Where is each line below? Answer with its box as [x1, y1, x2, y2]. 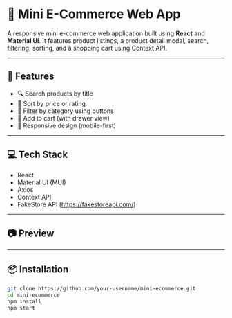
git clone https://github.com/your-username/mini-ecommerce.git [7, 285, 196, 292]
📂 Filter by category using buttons [17, 107, 114, 115]
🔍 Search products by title [17, 89, 93, 98]
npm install [7, 298, 41, 305]
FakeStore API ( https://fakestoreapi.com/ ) [17, 200, 136, 209]
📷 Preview [7, 227, 55, 239]
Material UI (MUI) [17, 178, 67, 186]
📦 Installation [7, 263, 69, 275]
